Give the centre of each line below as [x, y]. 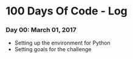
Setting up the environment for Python [62, 43]
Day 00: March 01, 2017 [41, 30]
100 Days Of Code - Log [67, 11]
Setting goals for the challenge [53, 49]
